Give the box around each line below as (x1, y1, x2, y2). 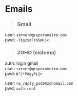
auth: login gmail (5, 60, 39, 66)
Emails (5, 3, 33, 15)
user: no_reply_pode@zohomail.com (5, 80, 74, 86)
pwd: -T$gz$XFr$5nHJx (5, 37, 49, 43)
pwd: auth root (5, 85, 36, 91)
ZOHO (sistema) (17, 49, 56, 56)
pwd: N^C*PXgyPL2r (5, 71, 42, 77)
